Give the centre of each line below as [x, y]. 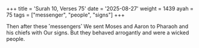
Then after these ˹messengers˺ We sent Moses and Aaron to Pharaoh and [97, 26]
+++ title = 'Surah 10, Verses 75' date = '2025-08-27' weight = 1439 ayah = [100, 9]
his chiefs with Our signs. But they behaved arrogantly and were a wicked [98, 33]
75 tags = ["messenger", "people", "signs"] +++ [66, 15]
